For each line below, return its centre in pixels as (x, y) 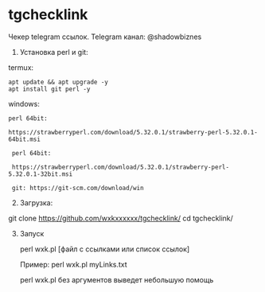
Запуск (32, 233)
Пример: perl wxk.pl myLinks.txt (73, 264)
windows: (24, 103)
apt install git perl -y (49, 89)
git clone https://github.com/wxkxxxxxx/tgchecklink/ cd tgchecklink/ (121, 218)
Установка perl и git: (54, 52)
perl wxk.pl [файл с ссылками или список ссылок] (105, 249)
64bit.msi (25, 139)
